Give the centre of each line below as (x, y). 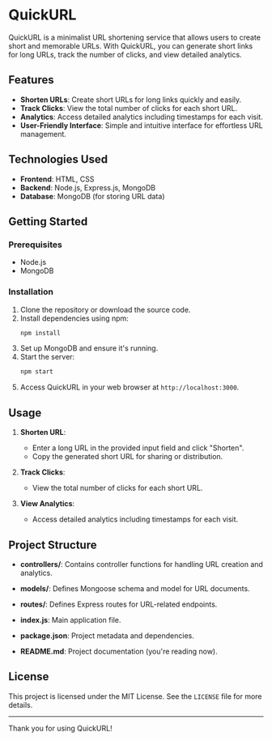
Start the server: (47, 357)
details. (21, 705)
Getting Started (48, 221)
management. (43, 134)
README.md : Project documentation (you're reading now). (119, 651)
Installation (31, 292)
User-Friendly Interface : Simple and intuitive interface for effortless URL (141, 125)
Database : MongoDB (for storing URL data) (92, 196)
